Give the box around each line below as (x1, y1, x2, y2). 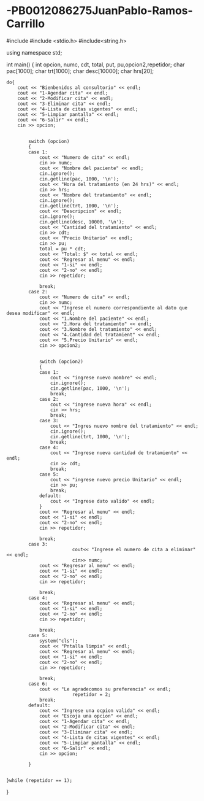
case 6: (28, 681, 48, 687)
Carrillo (6, 17, 45, 31)
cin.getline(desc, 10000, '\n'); (39, 219, 124, 225)
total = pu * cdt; (39, 246, 86, 252)
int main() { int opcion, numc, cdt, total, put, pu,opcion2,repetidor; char (6, 61, 185, 68)
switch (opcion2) (39, 358, 84, 365)
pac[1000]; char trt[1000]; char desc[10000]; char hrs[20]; (6, 67, 154, 74)
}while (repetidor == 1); (6, 777, 72, 783)
